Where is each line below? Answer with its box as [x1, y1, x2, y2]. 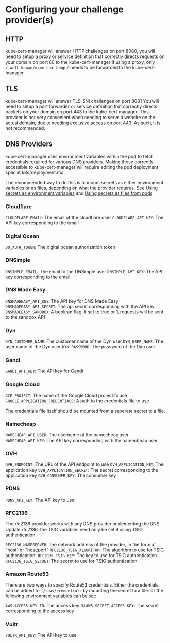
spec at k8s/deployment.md [5, 169, 64, 176]
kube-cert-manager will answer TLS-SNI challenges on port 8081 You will [5, 98, 159, 104]
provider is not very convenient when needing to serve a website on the [5, 114, 156, 120]
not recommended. [5, 125, 46, 131]
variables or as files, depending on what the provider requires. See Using [5, 185, 158, 191]
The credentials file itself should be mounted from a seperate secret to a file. [5, 407, 165, 414]
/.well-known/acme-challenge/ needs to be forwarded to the [5, 65, 131, 70]
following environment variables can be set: [5, 593, 96, 599]
